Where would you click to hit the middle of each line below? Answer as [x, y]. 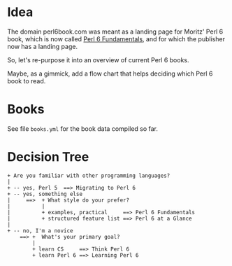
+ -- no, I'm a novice [40, 231]
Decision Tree [48, 157]
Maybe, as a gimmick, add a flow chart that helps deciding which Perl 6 [110, 73]
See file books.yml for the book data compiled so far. [83, 128]
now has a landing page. [43, 46]
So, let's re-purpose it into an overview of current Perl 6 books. [98, 59]
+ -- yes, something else [45, 194]
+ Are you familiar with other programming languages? [89, 176]
